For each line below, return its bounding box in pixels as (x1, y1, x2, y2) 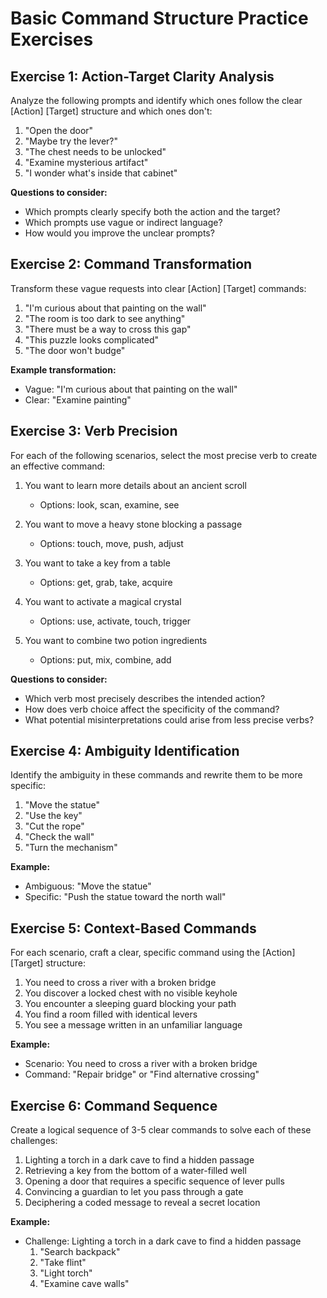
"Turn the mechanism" (24, 842, 118, 854)
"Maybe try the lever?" (24, 135, 119, 147)
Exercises (10, 28, 94, 51)
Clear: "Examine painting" (24, 393, 132, 406)
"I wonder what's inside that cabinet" (24, 167, 178, 179)
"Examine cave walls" (39, 1278, 130, 1290)
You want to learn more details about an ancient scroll (24, 479, 247, 491)
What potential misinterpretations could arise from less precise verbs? (24, 713, 315, 726)
